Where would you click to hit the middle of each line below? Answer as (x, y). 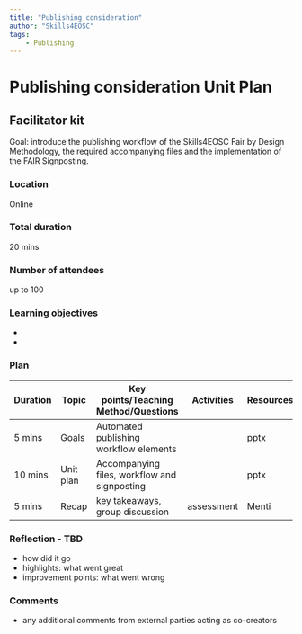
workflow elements (136, 449)
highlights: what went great (73, 568)
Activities (213, 399)
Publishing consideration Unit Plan (141, 87)
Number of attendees (57, 270)
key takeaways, (129, 500)
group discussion (132, 512)
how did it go (46, 558)
